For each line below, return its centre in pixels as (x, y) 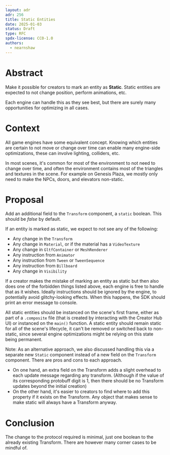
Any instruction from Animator (44, 255)
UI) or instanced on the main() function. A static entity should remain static (83, 323)
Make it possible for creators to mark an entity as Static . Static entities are (83, 87)
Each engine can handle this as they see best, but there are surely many (81, 102)
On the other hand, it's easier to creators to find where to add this (81, 391)
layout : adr (18, 10)
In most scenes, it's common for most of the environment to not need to (80, 163)
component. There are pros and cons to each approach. (64, 360)
